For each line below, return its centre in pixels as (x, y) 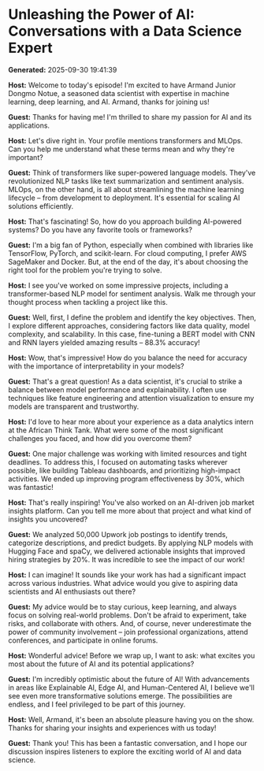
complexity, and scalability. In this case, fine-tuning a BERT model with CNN (132, 334)
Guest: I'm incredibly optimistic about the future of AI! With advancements (129, 679)
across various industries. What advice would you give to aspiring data (123, 583)
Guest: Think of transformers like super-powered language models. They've (132, 172)
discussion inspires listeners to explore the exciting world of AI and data (125, 751)
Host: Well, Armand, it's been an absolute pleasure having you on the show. (131, 719)
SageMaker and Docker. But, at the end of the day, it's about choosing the (128, 261)
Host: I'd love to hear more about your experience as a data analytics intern (131, 421)
